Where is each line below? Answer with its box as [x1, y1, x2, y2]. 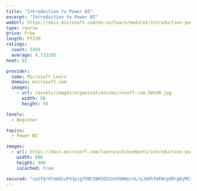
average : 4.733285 [11, 52, 57, 58]
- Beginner [11, 117, 38, 123]
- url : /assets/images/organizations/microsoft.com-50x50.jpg [16, 90, 172, 96]
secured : [6, 176, 28, 182]
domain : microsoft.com [11, 79, 67, 85]
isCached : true [16, 165, 54, 171]
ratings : [6, 42, 28, 47]
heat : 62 [6, 57, 28, 63]
